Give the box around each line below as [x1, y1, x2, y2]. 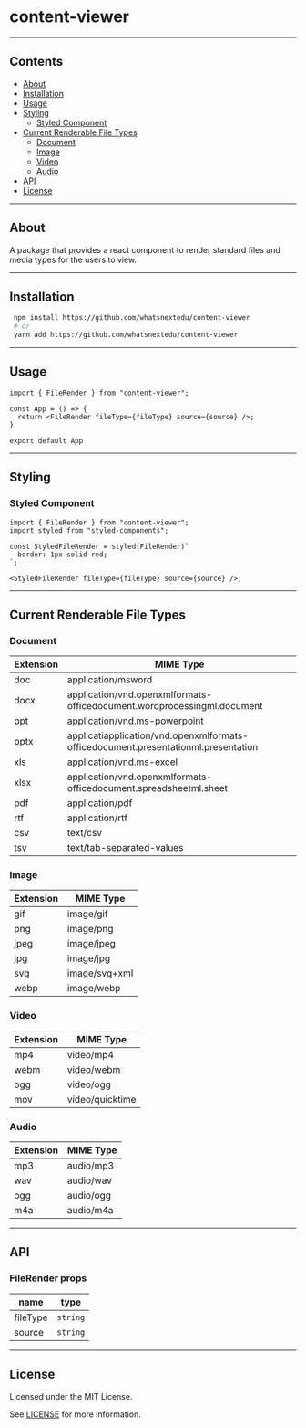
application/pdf [66, 797, 133, 809]
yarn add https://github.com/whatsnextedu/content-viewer [13, 331, 239, 340]
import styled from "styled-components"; [9, 525, 169, 535]
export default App [9, 436, 84, 445]
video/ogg [66, 1078, 112, 1091]
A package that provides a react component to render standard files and [9, 244, 280, 255]
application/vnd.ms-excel [66, 756, 178, 768]
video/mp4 [66, 1048, 115, 1061]
